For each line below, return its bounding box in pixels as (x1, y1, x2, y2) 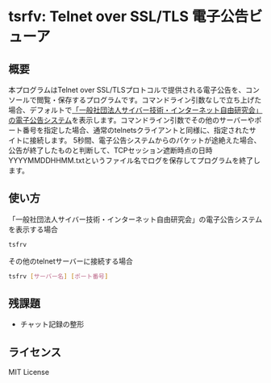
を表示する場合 (8, 224, 58, 234)
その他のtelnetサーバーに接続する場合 (8, 256, 133, 266)
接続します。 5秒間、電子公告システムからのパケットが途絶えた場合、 (29, 135, 261, 145)
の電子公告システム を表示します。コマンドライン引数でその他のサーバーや (8, 115, 256, 125)
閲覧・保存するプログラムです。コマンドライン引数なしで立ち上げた (35, 95, 262, 105)
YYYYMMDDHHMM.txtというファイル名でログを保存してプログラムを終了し (8, 156, 261, 165)
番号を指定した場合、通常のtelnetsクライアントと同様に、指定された (22, 126, 250, 135)
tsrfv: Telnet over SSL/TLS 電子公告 (8, 7, 248, 26)
